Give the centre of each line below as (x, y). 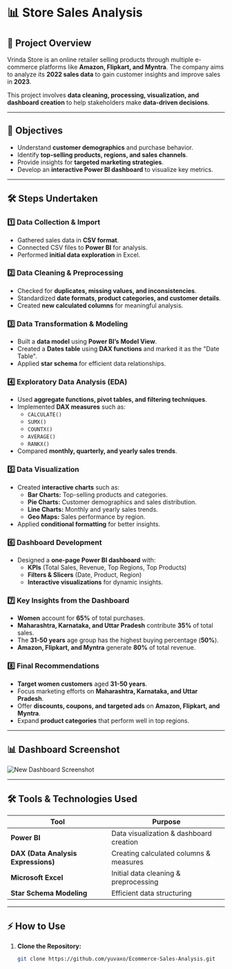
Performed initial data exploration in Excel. (79, 255)
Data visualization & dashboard (162, 833)
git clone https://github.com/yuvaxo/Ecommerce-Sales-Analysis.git (116, 959)
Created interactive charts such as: (68, 487)
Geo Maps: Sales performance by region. (86, 517)
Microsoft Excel (37, 878)
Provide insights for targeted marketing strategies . (90, 162)
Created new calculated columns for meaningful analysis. (100, 305)
